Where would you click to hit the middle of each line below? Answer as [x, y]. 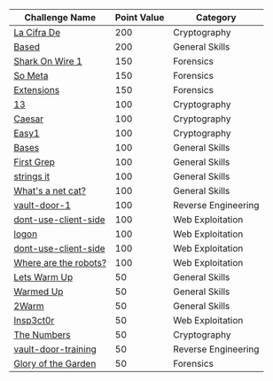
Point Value [140, 17]
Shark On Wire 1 [48, 61]
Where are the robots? [60, 263]
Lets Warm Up [43, 277]
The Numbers [42, 334]
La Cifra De [37, 32]
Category [216, 17]
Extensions [37, 90]
